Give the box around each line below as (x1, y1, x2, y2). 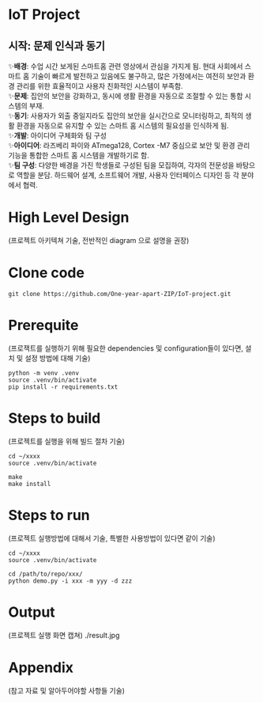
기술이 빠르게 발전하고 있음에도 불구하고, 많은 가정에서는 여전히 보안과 (31, 71, 246, 81)
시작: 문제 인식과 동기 (8, 39, 105, 52)
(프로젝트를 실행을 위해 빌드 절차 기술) (8, 436, 125, 446)
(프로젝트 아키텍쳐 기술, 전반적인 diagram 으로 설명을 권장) (8, 235, 190, 245)
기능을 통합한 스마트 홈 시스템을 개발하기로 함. (8, 150, 150, 160)
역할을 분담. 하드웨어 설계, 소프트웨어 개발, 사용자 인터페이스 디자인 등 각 (16, 170, 239, 180)
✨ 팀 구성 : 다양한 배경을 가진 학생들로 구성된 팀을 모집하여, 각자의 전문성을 (8, 161, 235, 169)
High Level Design (8, 208, 130, 226)
